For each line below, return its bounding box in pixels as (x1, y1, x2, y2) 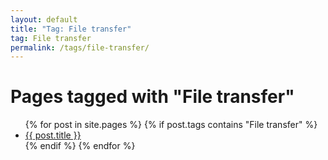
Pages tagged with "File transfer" (10, 86, 295, 108)
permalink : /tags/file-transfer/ (10, 42, 150, 53)
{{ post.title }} (24, 129, 82, 141)
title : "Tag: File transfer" (10, 24, 132, 34)
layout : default (10, 14, 78, 25)
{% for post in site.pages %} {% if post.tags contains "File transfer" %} (24, 119, 318, 131)
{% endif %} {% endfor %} (24, 140, 136, 152)
